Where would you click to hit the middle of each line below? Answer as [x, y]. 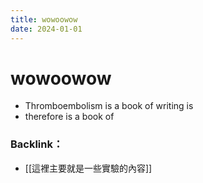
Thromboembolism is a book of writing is [109, 106]
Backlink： [37, 144]
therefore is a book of [69, 117]
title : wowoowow [44, 19]
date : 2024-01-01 [46, 29]
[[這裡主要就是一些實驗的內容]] [88, 168]
